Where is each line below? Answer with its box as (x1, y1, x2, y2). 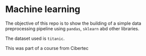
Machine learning (5, 4, 81, 15)
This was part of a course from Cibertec (5, 45, 89, 51)
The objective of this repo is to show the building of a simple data (5, 20, 141, 26)
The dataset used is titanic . (5, 35, 65, 41)
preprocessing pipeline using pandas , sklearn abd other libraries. (5, 25, 140, 31)
